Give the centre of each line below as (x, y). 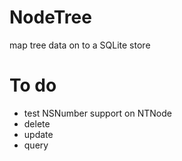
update (38, 134)
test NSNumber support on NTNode (97, 113)
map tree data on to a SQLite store (80, 45)
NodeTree (50, 17)
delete (37, 123)
